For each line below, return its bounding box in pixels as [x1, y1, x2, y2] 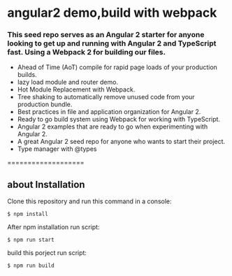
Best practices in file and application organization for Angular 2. [17, 108, 201, 116]
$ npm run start [7, 236, 55, 244]
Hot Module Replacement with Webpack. [17, 85, 136, 94]
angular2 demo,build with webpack [7, 5, 217, 21]
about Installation [7, 178, 85, 190]
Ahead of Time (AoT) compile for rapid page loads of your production [17, 63, 218, 71]
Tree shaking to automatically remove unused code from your [17, 93, 195, 101]
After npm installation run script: [7, 223, 100, 231]
